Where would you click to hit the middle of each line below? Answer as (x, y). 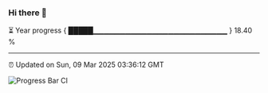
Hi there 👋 (28, 13)
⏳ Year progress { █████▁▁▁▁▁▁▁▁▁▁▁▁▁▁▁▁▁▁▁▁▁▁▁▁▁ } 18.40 (130, 30)
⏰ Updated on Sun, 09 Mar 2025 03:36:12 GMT (86, 65)
